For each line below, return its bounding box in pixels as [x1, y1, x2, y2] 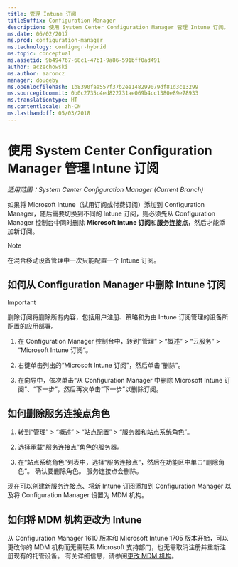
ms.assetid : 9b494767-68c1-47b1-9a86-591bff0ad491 [7, 57, 161, 64]
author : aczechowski [7, 63, 69, 70]
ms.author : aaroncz [7, 70, 65, 77]
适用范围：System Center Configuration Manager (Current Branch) [7, 185, 204, 194]
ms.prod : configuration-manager [7, 37, 103, 44]
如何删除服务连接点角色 [7, 407, 110, 420]
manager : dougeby [7, 76, 59, 84]
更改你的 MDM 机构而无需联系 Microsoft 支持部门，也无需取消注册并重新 [7, 543, 220, 551]
